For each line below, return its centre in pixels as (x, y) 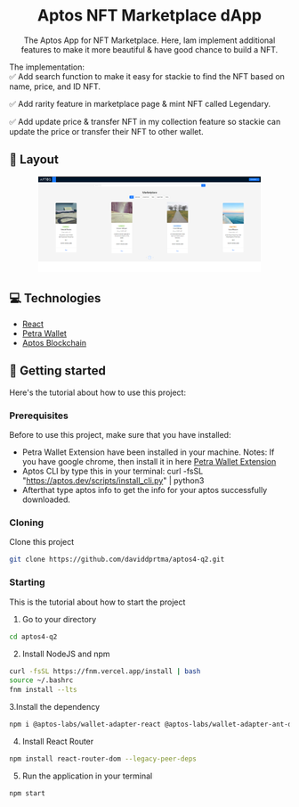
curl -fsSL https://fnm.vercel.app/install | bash (105, 671)
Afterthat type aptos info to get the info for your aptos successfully (145, 490)
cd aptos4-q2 (33, 637)
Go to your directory (59, 619)
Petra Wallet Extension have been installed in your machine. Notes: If (148, 452)
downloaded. (46, 499)
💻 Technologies (55, 298)
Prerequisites (39, 416)
